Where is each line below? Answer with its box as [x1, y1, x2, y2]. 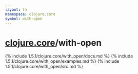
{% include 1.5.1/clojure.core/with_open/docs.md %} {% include [5, 53, 133, 59]
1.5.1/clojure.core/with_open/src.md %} [5, 64, 83, 70]
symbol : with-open [5, 16, 42, 21]
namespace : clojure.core [5, 12, 56, 17]
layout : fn [5, 7, 27, 12]
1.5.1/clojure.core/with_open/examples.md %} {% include [5, 58, 119, 64]
